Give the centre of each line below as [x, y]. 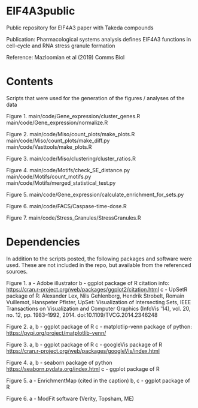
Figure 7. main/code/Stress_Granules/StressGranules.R [74, 218]
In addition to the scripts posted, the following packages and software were [99, 259]
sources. [17, 271]
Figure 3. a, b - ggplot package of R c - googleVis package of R [84, 344]
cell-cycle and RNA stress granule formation [61, 46]
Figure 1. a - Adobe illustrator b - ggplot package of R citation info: [88, 283]
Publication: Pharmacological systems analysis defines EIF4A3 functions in [99, 39]
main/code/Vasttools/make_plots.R [49, 147]
